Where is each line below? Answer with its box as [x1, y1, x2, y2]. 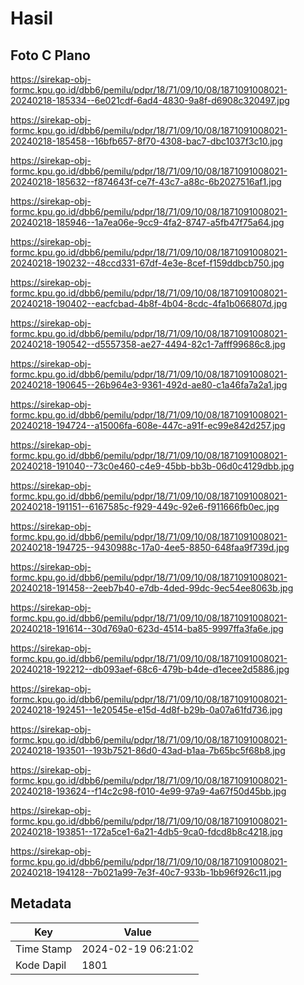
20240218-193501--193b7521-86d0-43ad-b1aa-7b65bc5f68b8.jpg [10, 745, 286, 756]
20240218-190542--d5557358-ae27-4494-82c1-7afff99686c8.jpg [10, 338, 286, 350]
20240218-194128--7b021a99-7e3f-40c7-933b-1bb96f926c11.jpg [10, 867, 282, 878]
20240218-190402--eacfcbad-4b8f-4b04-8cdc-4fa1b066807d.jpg [10, 298, 288, 309]
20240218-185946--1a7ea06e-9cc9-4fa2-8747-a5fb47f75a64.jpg [10, 217, 285, 228]
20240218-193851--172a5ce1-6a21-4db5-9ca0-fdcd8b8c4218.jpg [10, 826, 283, 837]
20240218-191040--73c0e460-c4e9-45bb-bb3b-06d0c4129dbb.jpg [10, 460, 295, 472]
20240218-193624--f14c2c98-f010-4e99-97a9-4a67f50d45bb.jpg [10, 785, 287, 797]
